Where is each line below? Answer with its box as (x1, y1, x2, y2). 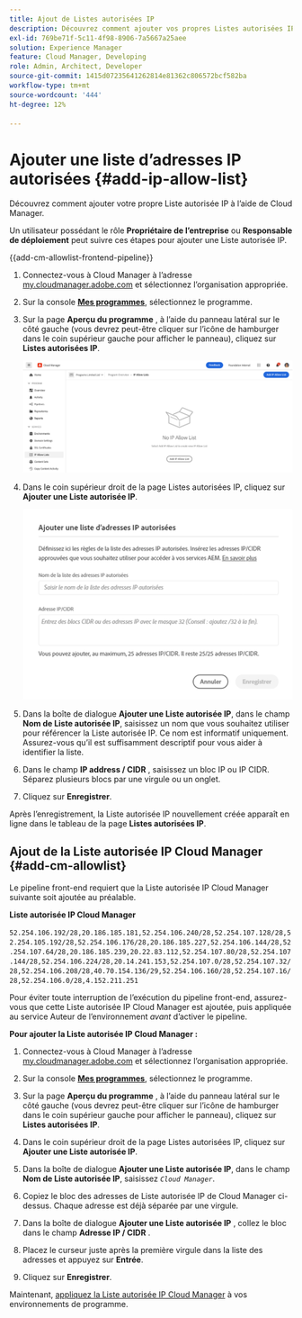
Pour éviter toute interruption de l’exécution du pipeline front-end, (9, 991, 253, 1003)
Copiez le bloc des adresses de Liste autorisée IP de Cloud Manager (22, 1190, 276, 1201)
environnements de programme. (9, 1298, 129, 1309)
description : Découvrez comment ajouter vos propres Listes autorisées (9, 23, 283, 33)
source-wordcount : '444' (9, 90, 102, 99)
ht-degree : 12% (9, 100, 67, 109)
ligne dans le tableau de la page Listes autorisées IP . (9, 817, 207, 828)
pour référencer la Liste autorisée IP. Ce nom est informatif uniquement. (22, 727, 289, 738)
